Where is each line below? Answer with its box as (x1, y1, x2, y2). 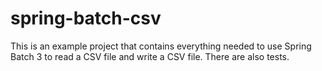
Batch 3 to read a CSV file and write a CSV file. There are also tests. (10, 50, 290, 62)
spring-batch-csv (10, 7, 162, 30)
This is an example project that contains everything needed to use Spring (10, 40, 312, 52)
